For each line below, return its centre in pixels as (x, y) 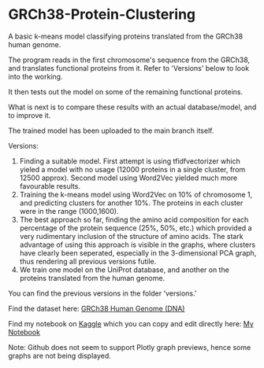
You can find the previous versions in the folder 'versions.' (102, 293)
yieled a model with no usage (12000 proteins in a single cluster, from (132, 169)
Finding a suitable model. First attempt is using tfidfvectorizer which (130, 161)
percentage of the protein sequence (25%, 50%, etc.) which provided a (136, 228)
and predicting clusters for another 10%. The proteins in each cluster (131, 203)
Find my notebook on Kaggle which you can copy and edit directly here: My (131, 323)
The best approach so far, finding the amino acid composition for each (134, 219)
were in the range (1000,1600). (69, 211)
